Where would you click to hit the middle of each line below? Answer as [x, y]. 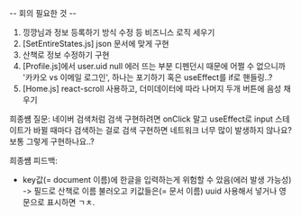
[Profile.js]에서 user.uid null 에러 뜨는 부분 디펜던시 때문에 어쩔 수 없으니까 [154, 66]
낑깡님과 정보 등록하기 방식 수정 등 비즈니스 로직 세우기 [119, 32]
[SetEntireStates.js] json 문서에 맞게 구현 [96, 44]
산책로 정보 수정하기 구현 [66, 55]
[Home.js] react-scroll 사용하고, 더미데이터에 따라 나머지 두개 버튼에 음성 [152, 89]
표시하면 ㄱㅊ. [71, 202]
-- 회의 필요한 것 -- [43, 13]
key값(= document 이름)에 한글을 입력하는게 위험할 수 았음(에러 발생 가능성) [157, 180]
